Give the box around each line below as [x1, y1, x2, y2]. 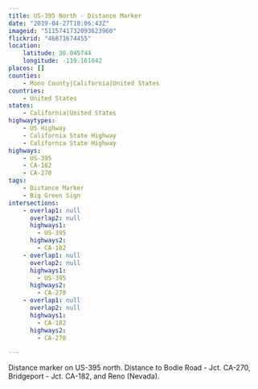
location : [8, 42, 42, 50]
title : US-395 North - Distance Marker [8, 11, 142, 20]
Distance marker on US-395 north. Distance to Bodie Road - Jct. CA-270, [8, 363, 251, 373]
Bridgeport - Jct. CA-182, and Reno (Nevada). [8, 371, 160, 381]
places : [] [8, 64, 45, 72]
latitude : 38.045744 [23, 49, 92, 57]
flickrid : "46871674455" [8, 34, 92, 43]
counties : [8, 72, 42, 80]
